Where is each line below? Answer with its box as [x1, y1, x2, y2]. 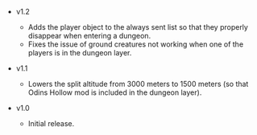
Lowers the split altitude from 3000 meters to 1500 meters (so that [27, 80, 249, 88]
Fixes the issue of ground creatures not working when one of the [27, 39, 244, 49]
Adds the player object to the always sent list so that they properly [27, 22, 248, 31]
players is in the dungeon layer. [27, 48, 132, 57]
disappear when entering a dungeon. [27, 31, 151, 40]
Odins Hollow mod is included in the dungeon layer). [27, 88, 202, 97]
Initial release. [27, 119, 75, 128]
